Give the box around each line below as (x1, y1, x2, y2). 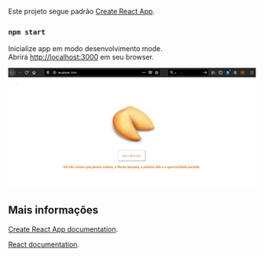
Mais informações (8, 203, 99, 217)
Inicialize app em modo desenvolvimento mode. (8, 44, 163, 53)
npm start (8, 27, 46, 36)
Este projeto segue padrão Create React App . (8, 7, 156, 16)
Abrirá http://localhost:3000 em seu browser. (8, 53, 155, 62)
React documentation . (8, 240, 80, 249)
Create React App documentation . (8, 224, 119, 234)
